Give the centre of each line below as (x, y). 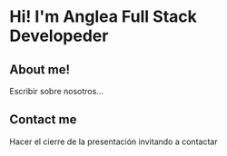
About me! (40, 69)
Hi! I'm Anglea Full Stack (104, 17)
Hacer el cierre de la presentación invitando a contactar (113, 141)
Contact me (43, 120)
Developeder (59, 36)
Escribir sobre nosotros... (57, 91)
